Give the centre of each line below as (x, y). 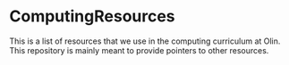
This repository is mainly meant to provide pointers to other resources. (139, 50)
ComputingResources (93, 16)
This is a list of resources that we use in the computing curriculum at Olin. (145, 41)
